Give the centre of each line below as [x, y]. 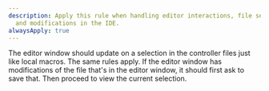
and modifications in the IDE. [68, 23]
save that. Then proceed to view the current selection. [98, 79]
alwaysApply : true [39, 30]
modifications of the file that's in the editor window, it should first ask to [126, 70]
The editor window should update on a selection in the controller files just [129, 53]
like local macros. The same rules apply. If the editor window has [115, 61]
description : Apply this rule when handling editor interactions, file [130, 16]
